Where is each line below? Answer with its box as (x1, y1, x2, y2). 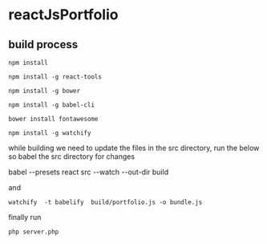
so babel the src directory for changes (8, 152, 135, 161)
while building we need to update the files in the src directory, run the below (8, 143, 260, 152)
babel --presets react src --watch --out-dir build (8, 167, 169, 177)
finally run (8, 213, 42, 222)
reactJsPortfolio (8, 6, 119, 24)
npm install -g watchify (8, 129, 91, 137)
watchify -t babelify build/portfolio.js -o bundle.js (8, 198, 203, 206)
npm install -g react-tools (8, 73, 103, 81)
